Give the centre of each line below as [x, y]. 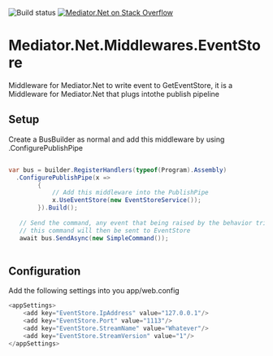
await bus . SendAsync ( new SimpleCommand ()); [94, 238]
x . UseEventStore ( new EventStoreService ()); [126, 200]
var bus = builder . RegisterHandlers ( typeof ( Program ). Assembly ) [118, 170]
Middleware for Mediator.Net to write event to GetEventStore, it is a [121, 85]
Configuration [45, 271]
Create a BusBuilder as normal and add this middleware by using [117, 139]
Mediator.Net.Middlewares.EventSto [135, 46]
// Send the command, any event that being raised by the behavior [136, 223]
